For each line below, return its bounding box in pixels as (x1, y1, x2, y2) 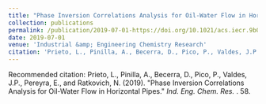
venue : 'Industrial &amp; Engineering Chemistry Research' (8, 41, 207, 49)
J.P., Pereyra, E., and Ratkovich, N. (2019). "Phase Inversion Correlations (8, 78, 245, 87)
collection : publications (8, 19, 93, 27)
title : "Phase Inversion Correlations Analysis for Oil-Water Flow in (8, 11, 246, 20)
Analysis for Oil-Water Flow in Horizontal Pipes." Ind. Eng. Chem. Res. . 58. (8, 87, 251, 95)
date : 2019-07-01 (8, 33, 66, 42)
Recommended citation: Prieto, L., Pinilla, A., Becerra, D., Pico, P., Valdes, (8, 70, 248, 79)
